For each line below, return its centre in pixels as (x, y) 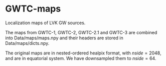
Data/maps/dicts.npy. (27, 43)
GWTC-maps (33, 9)
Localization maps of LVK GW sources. (45, 23)
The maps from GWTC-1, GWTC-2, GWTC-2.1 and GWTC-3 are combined (81, 32)
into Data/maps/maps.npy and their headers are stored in (64, 38)
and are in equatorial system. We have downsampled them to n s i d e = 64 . (81, 58)
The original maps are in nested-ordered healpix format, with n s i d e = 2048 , (83, 53)
